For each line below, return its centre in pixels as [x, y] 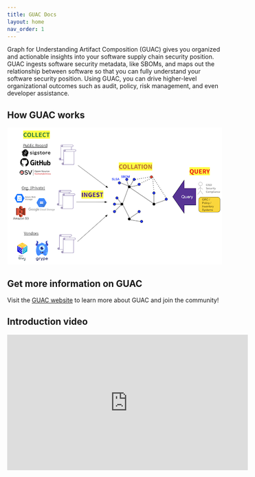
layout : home [26, 22]
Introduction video [47, 322]
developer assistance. [38, 94]
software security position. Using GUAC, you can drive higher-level [102, 78]
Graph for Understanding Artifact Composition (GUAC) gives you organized [114, 50]
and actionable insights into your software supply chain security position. [111, 57]
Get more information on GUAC [75, 283]
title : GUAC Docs [32, 14]
